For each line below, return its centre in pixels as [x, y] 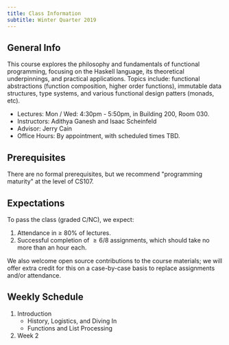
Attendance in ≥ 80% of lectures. [64, 233]
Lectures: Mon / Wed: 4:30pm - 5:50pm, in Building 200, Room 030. [113, 114]
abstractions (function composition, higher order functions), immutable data [114, 86]
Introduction [34, 313]
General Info [34, 48]
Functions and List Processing [70, 328]
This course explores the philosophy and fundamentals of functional [104, 64]
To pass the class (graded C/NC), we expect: [71, 219]
